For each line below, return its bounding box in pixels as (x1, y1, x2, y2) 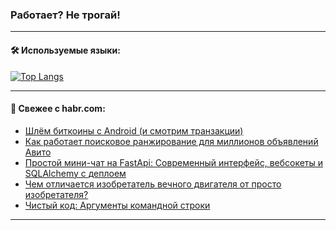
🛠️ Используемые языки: (10, 44, 121, 56)
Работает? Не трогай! (10, 8, 121, 22)
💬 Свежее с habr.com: (10, 103, 106, 115)
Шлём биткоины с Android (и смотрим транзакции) (24, 124, 244, 137)
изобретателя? (24, 188, 89, 200)
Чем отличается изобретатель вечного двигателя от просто (24, 178, 282, 190)
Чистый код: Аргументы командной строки (24, 199, 211, 211)
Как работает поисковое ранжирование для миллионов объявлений (24, 135, 319, 147)
